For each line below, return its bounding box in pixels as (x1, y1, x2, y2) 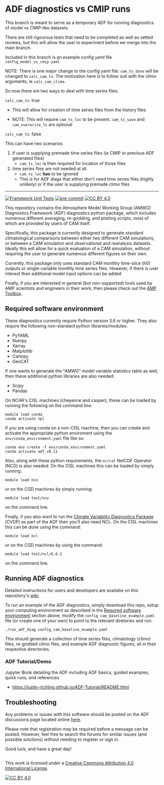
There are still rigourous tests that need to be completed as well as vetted (5, 34, 153, 40)
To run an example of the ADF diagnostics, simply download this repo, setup (5, 602, 159, 608)
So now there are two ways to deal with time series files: (5, 88, 119, 94)
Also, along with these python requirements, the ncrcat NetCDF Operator (5, 457, 152, 463)
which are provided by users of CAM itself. (5, 220, 91, 226)
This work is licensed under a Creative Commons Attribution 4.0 (5, 760, 134, 766)
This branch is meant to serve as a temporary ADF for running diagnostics (5, 20, 154, 25)
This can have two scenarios (5, 141, 63, 146)
